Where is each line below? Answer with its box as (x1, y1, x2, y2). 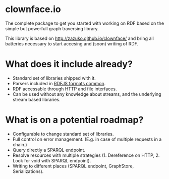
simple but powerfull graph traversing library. (5, 25, 99, 31)
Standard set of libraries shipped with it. (12, 75, 96, 81)
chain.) (12, 141, 27, 147)
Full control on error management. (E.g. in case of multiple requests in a (12, 136, 162, 142)
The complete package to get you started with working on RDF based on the (5, 20, 164, 26)
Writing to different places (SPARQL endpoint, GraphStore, (12, 163, 134, 169)
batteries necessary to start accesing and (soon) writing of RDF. (5, 40, 139, 46)
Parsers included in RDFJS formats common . (12, 80, 106, 86)
